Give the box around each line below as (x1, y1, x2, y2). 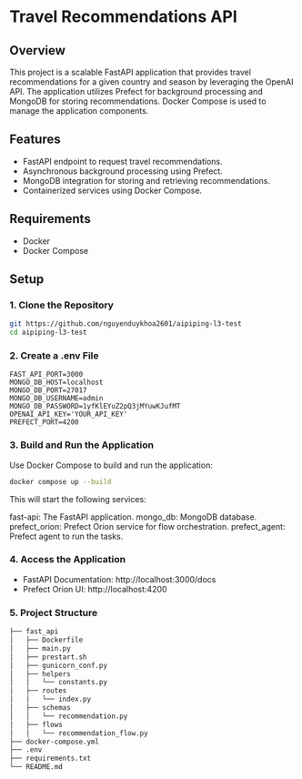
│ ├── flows (9, 720, 64, 729)
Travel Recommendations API (9, 6, 238, 27)
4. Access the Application (9, 553, 126, 566)
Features (9, 132, 61, 147)
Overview (9, 43, 66, 58)
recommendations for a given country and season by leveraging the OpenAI (9, 76, 294, 87)
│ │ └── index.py (9, 694, 92, 704)
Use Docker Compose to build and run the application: (9, 460, 214, 470)
